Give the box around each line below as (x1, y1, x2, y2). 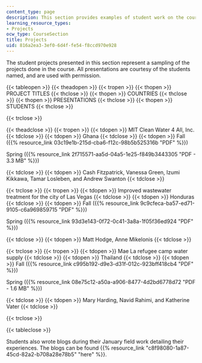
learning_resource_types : (6, 20, 71, 26)
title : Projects (6, 37, 47, 43)
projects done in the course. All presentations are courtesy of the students (6, 65, 191, 72)
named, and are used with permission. (6, 72, 101, 79)
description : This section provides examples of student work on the (6, 14, 185, 21)
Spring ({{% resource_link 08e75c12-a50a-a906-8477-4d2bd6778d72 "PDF (6, 278, 196, 285)
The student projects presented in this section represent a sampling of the (6, 58, 190, 66)
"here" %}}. (78, 350, 107, 358)
